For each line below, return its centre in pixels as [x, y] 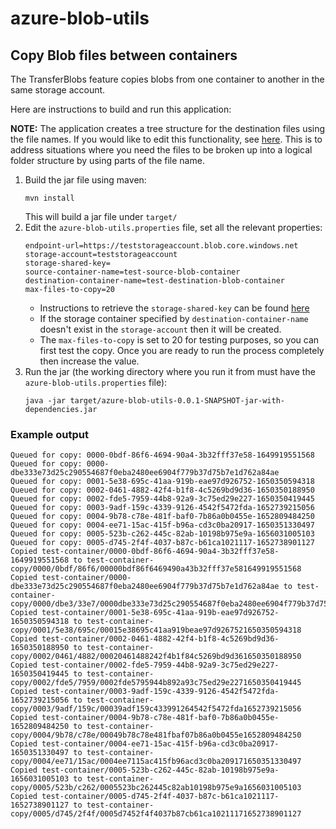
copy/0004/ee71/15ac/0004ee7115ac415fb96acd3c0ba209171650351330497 [156, 762]
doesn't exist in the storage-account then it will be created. [160, 329]
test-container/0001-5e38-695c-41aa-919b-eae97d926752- [160, 613]
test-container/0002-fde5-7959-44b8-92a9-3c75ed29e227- [160, 665]
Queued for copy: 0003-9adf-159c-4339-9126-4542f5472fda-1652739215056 [162, 508]
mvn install [49, 198]
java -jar [45, 401]
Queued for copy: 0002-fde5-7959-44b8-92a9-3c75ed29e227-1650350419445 [162, 499]
